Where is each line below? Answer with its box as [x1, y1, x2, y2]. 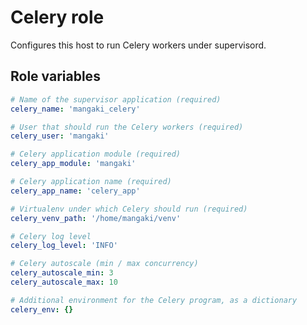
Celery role [10, 6, 105, 29]
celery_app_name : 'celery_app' [10, 186, 141, 196]
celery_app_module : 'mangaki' [10, 159, 137, 169]
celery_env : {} [10, 304, 74, 315]
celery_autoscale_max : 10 [10, 277, 118, 287]
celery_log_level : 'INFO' [10, 241, 118, 251]
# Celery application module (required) [10, 149, 182, 160]
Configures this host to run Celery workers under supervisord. [10, 39, 267, 51]
